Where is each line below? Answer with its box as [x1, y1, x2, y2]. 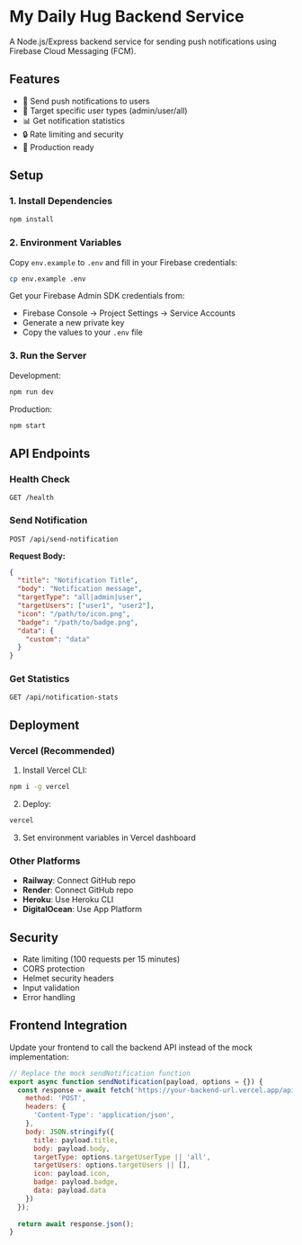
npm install [9, 215, 54, 224]
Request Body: [9, 551, 66, 561]
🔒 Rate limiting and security [22, 129, 124, 139]
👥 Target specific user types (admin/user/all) [22, 105, 188, 116]
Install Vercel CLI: [22, 765, 88, 775]
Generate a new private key [22, 318, 125, 328]
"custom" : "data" [25, 634, 91, 644]
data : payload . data [32, 1186, 106, 1196]
